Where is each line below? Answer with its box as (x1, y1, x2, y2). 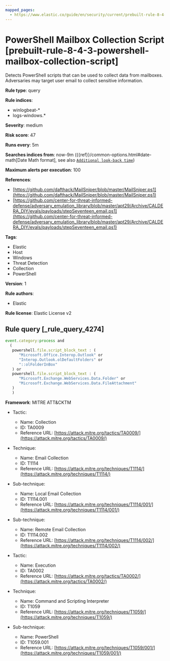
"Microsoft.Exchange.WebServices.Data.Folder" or (18, 376, 125, 381)
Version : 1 (5, 281, 27, 287)
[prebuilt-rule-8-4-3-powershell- (5, 45, 149, 56)
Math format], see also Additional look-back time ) (28, 157, 135, 163)
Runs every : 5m (5, 142, 39, 148)
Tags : (5, 234, 18, 240)
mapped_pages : (5, 7, 35, 13)
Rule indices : (5, 97, 33, 103)
